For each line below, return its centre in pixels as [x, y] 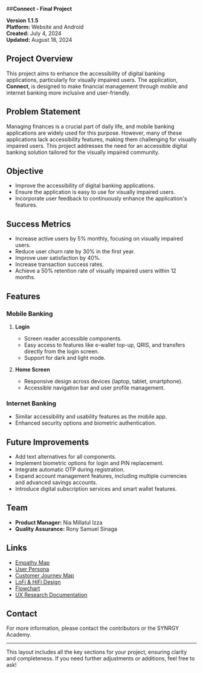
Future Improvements [48, 442]
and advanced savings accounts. [56, 482]
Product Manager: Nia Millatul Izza [59, 522]
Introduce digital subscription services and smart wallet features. [96, 489]
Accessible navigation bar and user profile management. [94, 388]
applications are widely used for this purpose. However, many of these [94, 133]
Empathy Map [32, 562]
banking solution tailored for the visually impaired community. [83, 152]
